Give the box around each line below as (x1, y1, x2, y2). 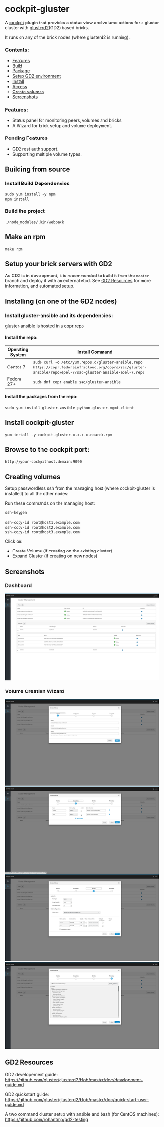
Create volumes (12, 89, 44, 95)
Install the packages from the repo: (5, 394, 78, 400)
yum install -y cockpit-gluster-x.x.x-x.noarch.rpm (5, 432, 112, 437)
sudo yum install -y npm (5, 192, 56, 197)
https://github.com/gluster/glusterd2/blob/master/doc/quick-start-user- (5, 1096, 149, 1102)
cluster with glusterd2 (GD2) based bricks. (5, 24, 89, 30)
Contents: (5, 46, 29, 53)
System (10, 351, 26, 358)
